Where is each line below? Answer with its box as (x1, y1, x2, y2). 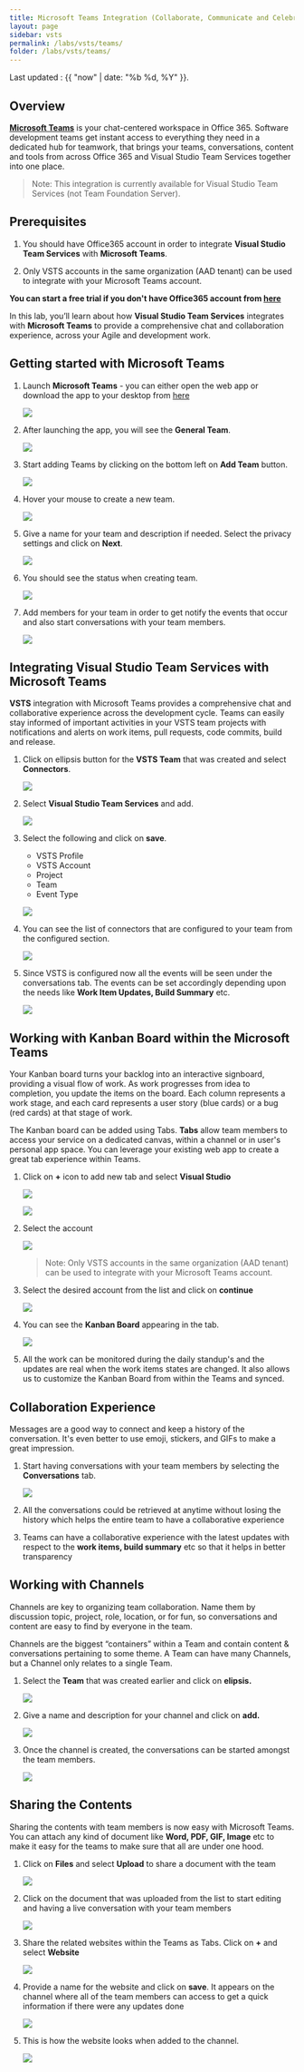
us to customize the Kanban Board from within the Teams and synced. (22, 1373, 285, 1384)
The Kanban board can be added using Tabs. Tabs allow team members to (9, 1125, 288, 1136)
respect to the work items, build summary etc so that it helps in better (22, 1541, 287, 1552)
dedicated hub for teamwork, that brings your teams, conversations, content (9, 142, 294, 152)
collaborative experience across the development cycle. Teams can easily (9, 708, 285, 718)
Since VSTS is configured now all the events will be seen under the (22, 968, 273, 979)
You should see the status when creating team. (22, 572, 198, 583)
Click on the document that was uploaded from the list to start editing (22, 1892, 282, 1903)
